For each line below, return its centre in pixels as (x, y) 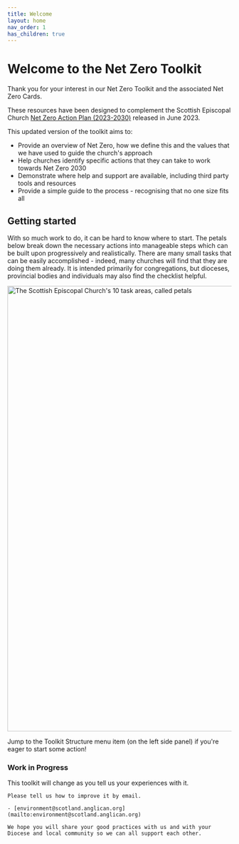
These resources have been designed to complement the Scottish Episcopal (119, 110)
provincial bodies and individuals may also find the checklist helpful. (107, 276)
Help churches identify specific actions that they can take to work (114, 160)
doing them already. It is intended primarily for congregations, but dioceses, (118, 268)
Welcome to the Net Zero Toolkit (105, 69)
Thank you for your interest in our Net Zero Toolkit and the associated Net (116, 89)
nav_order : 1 (27, 27)
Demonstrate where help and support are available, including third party (123, 176)
